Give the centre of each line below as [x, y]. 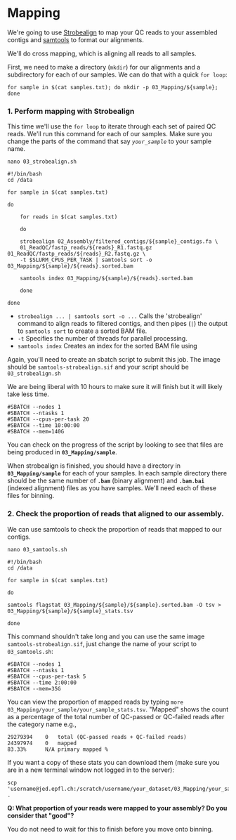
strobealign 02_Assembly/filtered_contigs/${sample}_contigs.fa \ [119, 242]
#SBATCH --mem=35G [34, 689]
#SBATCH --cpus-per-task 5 [47, 676]
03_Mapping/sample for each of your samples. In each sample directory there [117, 473]
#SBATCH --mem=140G [36, 432]
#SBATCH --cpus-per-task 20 [48, 419]
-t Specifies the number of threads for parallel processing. [102, 339]
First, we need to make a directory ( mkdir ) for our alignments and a [104, 67]
